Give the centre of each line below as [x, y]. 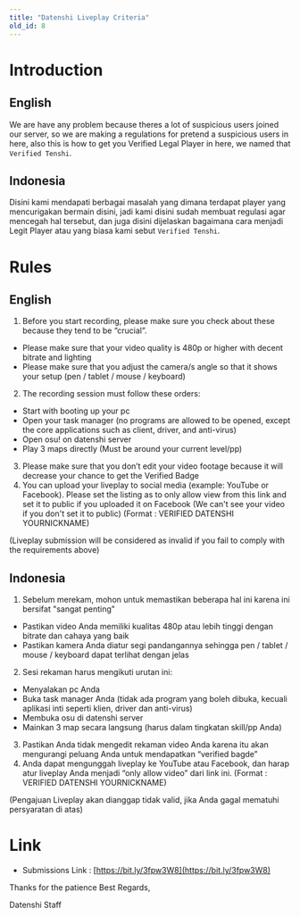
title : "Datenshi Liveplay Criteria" [79, 17]
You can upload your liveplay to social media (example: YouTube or [146, 485]
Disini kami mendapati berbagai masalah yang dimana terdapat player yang [147, 203]
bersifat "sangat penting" [69, 609]
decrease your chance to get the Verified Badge [110, 476]
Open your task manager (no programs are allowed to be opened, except [156, 421]
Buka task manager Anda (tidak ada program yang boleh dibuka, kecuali [155, 699]
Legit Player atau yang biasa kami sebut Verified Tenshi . [115, 231]
